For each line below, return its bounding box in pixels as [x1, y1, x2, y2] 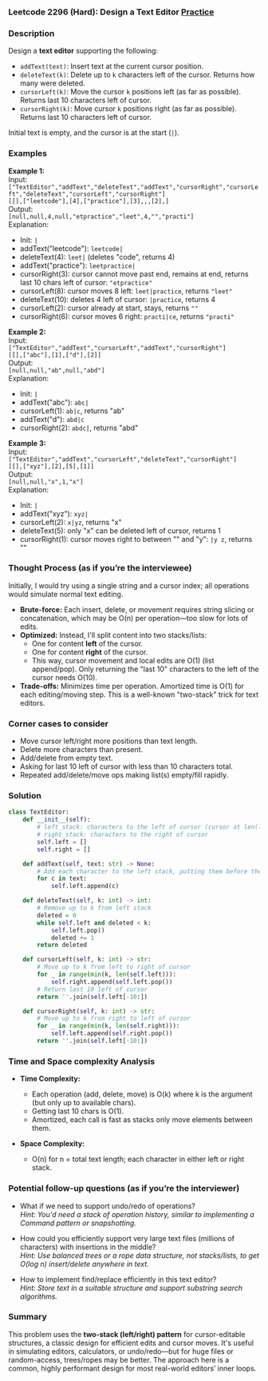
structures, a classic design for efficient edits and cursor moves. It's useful [8, 1338, 254, 1347]
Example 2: [8, 327, 46, 336]
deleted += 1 [50, 933, 94, 941]
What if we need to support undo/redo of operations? [19, 1201, 195, 1211]
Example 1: [8, 166, 45, 176]
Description [8, 27, 55, 38]
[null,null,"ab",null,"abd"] [8, 366, 105, 374]
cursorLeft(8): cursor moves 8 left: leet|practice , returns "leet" [19, 286, 233, 296]
